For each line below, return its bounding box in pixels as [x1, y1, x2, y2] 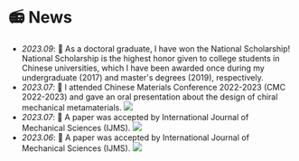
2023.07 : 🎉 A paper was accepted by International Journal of [21, 111, 249, 122]
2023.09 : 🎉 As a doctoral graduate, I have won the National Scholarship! [21, 43, 291, 54]
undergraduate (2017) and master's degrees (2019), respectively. [21, 71, 264, 82]
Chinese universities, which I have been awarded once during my [21, 62, 266, 73]
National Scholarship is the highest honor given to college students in [21, 52, 281, 63]
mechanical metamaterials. [21, 101, 123, 113]
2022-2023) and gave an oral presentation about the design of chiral [21, 91, 278, 102]
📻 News [8, 7, 73, 28]
